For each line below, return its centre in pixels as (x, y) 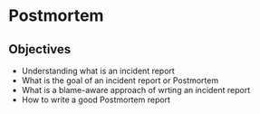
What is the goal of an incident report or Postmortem (120, 81)
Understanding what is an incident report (98, 71)
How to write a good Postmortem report (96, 100)
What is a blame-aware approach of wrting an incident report (136, 90)
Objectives (40, 49)
